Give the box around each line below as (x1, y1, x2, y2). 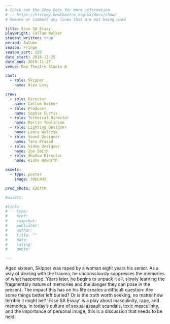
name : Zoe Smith (14, 149, 49, 154)
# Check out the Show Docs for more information (5, 7, 110, 13)
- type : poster (10, 172, 42, 177)
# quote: (5, 247, 30, 252)
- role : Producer (10, 106, 47, 111)
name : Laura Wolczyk (14, 130, 58, 135)
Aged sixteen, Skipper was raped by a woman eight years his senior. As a (5, 265, 159, 271)
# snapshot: (5, 218, 38, 224)
